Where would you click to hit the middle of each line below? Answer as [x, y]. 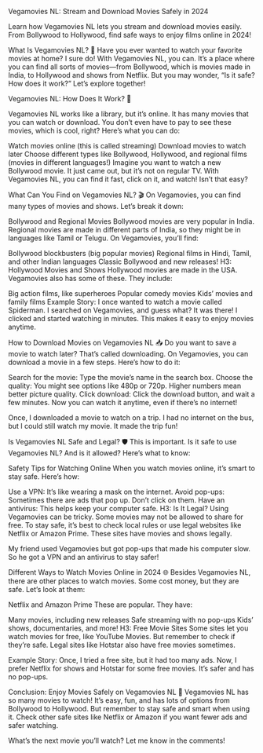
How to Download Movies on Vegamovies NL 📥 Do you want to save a [122, 342]
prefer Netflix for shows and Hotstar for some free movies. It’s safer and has [131, 668]
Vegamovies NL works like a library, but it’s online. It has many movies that [128, 114]
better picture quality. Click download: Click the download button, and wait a [131, 394]
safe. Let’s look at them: [47, 589]
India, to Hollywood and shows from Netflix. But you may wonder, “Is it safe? [131, 75]
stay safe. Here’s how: [44, 477]
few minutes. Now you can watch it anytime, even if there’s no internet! [123, 402]
